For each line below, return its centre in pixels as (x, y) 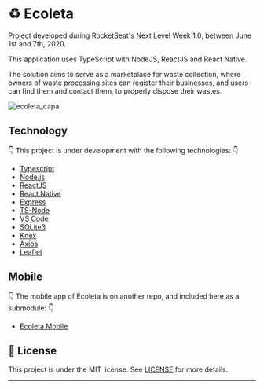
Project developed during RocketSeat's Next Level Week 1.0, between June (130, 35)
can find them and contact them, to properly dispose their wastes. (115, 90)
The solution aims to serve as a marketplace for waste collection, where (125, 74)
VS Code (34, 218)
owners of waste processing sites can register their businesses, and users (128, 83)
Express (33, 202)
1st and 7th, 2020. (37, 43)
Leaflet (31, 251)
